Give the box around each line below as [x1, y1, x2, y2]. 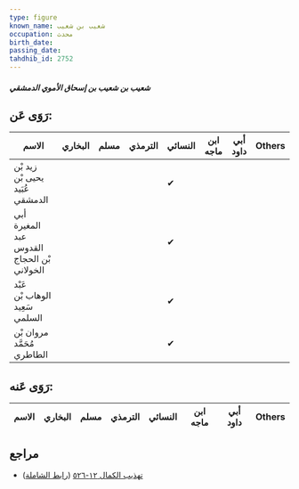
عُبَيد [13, 183, 29, 195]
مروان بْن [13, 326, 49, 338]
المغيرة [13, 219, 42, 232]
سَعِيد [13, 300, 34, 313]
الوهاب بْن [13, 289, 52, 302]
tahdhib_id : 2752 [9, 54, 74, 63]
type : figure [9, 12, 58, 22]
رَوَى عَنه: [9, 379, 53, 394]
